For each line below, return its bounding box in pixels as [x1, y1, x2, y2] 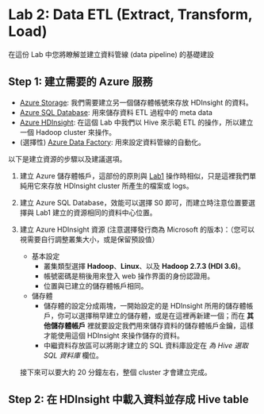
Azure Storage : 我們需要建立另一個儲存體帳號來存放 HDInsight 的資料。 [19, 98, 253, 107]
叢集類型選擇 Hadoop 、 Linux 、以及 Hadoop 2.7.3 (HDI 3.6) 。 [43, 261, 246, 270]
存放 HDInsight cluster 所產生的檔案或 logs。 [47, 181, 194, 190]
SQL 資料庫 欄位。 [43, 351, 103, 360]
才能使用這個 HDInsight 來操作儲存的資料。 [43, 331, 185, 340]
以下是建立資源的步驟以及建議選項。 [8, 154, 127, 163]
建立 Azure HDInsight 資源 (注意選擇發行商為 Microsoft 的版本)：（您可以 [19, 224, 255, 234]
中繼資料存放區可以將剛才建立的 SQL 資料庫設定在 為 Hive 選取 [43, 340, 249, 350]
